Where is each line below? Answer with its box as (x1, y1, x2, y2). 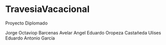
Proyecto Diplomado (5, 20, 48, 26)
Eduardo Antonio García (5, 35, 55, 41)
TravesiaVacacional (5, 3, 90, 15)
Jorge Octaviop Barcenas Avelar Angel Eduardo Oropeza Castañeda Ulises (5, 29, 161, 35)
